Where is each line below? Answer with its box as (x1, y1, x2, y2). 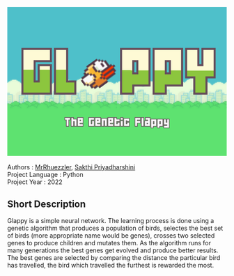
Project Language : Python (7, 171, 84, 179)
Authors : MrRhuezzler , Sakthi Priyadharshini (7, 163, 136, 171)
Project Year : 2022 (7, 178, 63, 186)
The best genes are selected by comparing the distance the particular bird (7, 254, 221, 262)
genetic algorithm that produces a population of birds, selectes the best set (7, 224, 224, 233)
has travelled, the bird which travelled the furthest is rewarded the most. (7, 261, 214, 270)
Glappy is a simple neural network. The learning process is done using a (7, 217, 214, 225)
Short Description (7, 198, 86, 210)
